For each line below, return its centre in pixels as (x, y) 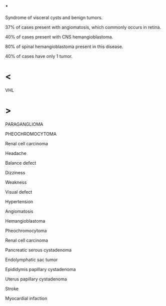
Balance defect (21, 163)
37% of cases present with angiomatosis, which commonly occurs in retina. (83, 27)
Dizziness (15, 172)
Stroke (12, 289)
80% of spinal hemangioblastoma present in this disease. (64, 46)
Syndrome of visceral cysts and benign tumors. (54, 17)
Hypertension (19, 201)
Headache (16, 153)
